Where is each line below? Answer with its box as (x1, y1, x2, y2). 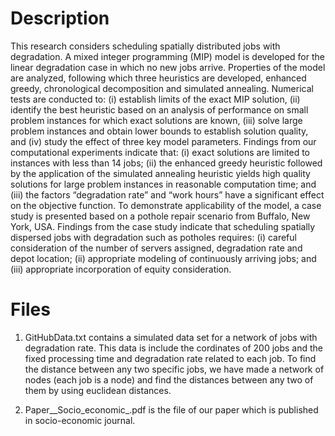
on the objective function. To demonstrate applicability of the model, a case (10, 199, 322, 211)
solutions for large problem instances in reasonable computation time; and (10, 178, 317, 190)
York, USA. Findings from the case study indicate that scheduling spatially (10, 220, 316, 232)
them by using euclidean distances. (24, 384, 172, 396)
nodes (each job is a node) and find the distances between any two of (24, 373, 314, 386)
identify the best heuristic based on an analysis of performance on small (10, 103, 309, 116)
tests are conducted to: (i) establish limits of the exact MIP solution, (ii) (10, 93, 301, 105)
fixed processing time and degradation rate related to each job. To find (24, 352, 317, 364)
